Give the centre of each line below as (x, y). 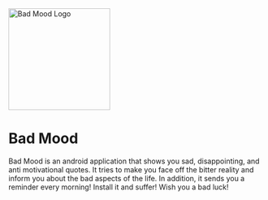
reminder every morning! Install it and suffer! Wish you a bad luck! (119, 187)
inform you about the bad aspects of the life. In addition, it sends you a (127, 178)
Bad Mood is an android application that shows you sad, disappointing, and (134, 161)
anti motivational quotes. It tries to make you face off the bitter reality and (131, 169)
